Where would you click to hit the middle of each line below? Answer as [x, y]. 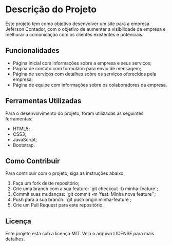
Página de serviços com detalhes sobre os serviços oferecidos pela [84, 74]
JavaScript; [25, 139]
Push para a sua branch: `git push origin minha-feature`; [72, 200]
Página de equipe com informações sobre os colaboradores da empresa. [90, 85]
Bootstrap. [24, 145]
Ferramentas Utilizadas [43, 101]
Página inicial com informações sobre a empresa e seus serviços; [82, 63]
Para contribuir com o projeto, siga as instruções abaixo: [65, 173]
